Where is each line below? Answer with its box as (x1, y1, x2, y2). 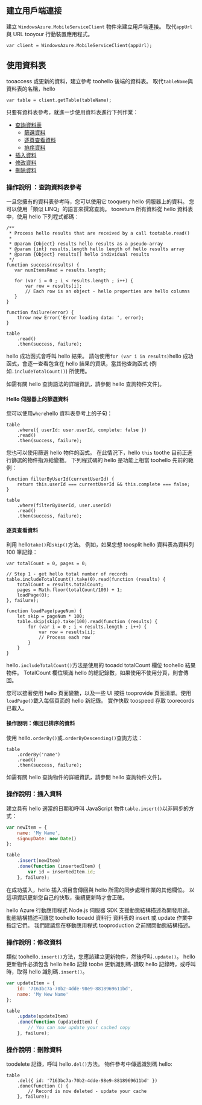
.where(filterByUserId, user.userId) (17, 502, 112, 508)
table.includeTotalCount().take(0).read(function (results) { (6, 577, 166, 583)
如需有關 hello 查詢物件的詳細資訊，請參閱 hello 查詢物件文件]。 (6, 773, 165, 780)
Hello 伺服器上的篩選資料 (6, 395, 69, 402)
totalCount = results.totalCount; (17, 581, 104, 588)
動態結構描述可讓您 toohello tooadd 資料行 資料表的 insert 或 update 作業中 (6, 914, 193, 921)
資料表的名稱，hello (6, 85, 55, 92)
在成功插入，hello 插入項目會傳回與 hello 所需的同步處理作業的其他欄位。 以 (6, 886, 195, 893)
